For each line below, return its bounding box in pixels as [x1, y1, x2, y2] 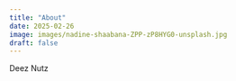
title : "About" [9, 13, 67, 22]
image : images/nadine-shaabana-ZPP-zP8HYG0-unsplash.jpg [9, 30, 228, 39]
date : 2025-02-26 [9, 22, 75, 31]
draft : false [9, 38, 59, 48]
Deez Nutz [9, 63, 50, 74]
